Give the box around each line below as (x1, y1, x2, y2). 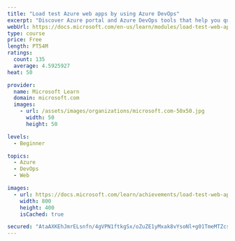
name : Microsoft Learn (13, 88, 80, 95)
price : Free (7, 36, 42, 43)
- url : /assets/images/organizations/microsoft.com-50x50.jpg (20, 108, 205, 115)
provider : (7, 81, 36, 88)
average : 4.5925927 (13, 62, 71, 69)
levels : (7, 133, 30, 140)
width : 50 (25, 114, 55, 121)
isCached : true (20, 211, 64, 218)
